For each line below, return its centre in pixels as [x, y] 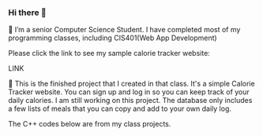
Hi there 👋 [28, 13]
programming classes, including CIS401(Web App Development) [113, 38]
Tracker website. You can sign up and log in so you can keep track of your [129, 92]
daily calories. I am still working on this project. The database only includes [130, 101]
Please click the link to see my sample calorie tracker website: [109, 53]
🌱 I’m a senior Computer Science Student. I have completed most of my [124, 30]
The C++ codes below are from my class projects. [90, 124]
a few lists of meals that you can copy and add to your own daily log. [120, 108]
